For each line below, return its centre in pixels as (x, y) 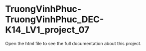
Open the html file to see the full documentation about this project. (73, 43)
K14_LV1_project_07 (47, 30)
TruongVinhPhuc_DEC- (55, 19)
